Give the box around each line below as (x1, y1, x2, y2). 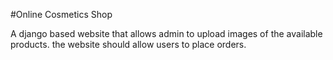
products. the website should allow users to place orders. (10, 39, 247, 50)
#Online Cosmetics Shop (10, 9, 113, 20)
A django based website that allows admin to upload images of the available (10, 28, 323, 39)
